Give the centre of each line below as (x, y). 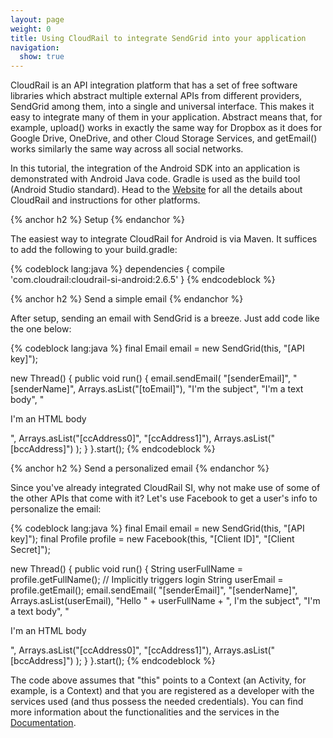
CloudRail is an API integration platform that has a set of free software (154, 85)
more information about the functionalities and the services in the (145, 712)
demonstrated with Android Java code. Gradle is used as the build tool (155, 179)
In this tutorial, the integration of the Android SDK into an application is (155, 168)
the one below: (41, 329)
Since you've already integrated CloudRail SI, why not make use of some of (165, 488)
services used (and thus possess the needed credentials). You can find (157, 702)
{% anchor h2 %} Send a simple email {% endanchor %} (127, 299)
